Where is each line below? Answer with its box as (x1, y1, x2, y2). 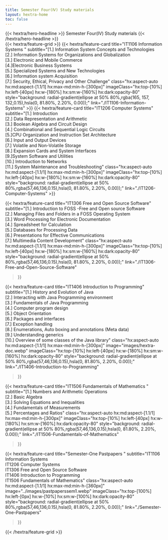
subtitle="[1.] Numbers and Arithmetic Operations (5, 389, 108, 395)
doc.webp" (5, 348, 28, 354)
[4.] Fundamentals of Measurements (5, 405, 81, 411)
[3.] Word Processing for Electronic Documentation (5, 217, 111, 223)
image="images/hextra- (106, 343, 155, 349)
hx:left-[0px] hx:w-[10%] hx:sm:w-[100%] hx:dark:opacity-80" (5, 493, 134, 500)
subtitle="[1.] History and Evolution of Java (5, 289, 94, 295)
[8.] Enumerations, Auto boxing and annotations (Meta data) (5, 327, 129, 333)
